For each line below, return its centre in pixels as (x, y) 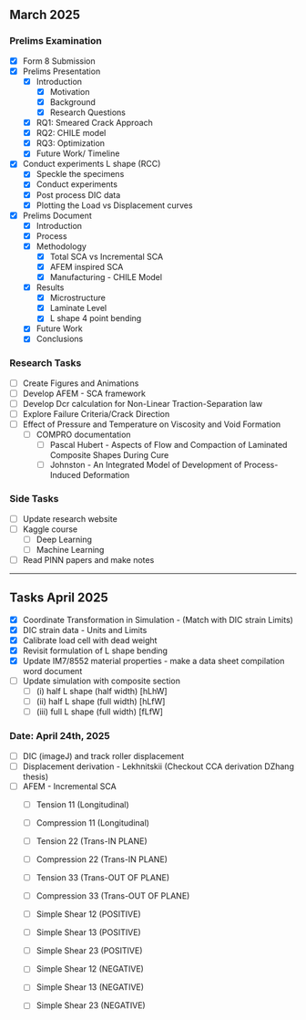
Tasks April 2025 (59, 598)
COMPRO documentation (83, 435)
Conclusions (60, 339)
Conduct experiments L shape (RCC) (92, 164)
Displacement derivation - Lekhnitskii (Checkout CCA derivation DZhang (158, 766)
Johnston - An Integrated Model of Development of (146, 465)
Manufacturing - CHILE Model (106, 277)
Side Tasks (34, 499)
